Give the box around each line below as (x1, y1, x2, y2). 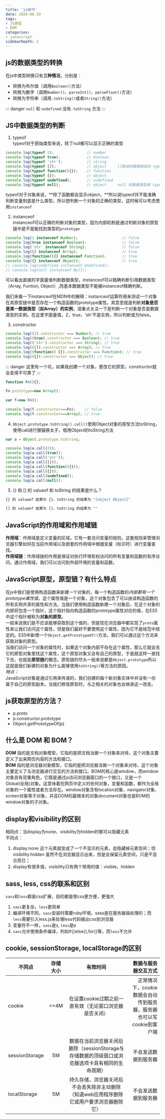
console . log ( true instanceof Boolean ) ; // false (5, 240, 140, 245)
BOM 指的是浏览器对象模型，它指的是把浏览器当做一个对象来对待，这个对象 (5, 762, 159, 768)
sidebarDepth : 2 (5, 39, 39, 44)
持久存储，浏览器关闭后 (69, 1076, 124, 1083)
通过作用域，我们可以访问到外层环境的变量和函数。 (14, 559, 117, 565)
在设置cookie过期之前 (69, 995, 119, 1002)
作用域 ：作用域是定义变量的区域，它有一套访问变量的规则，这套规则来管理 (5, 534, 156, 540)
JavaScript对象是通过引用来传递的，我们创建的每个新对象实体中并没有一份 (5, 675, 156, 681)
